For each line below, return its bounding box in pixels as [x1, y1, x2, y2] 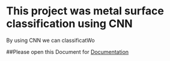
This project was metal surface [6, 4, 164, 18]
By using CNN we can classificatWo [6, 36, 95, 44]
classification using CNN [6, 17, 133, 30]
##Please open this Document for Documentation [6, 48, 129, 55]
